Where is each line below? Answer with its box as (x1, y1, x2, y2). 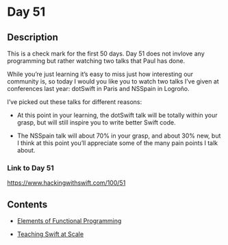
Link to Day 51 (7, 163, 54, 172)
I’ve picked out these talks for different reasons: (7, 98, 142, 106)
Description (7, 31, 58, 43)
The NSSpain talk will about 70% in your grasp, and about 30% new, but (16, 131, 221, 140)
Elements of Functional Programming (16, 217, 122, 225)
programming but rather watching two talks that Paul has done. (7, 57, 186, 65)
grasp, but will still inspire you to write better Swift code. (16, 118, 176, 127)
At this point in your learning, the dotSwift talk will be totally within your (16, 111, 218, 119)
